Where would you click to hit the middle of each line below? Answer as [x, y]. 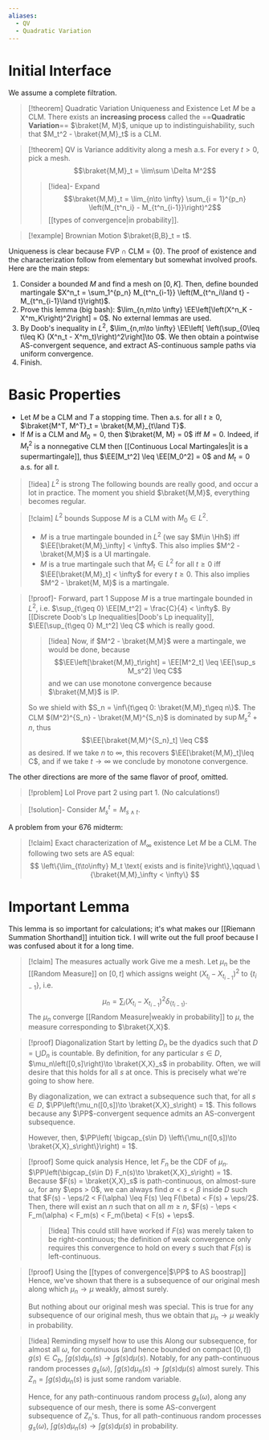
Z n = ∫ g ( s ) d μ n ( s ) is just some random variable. [105, 1380]
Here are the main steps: [49, 268]
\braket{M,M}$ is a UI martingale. [95, 554]
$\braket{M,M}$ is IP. [84, 691]
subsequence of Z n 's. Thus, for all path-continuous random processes [145, 1416]
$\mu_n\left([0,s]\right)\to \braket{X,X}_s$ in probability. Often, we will [144, 1064]
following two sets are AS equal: [81, 853]
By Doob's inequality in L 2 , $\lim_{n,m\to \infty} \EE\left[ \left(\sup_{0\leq [140, 327]
